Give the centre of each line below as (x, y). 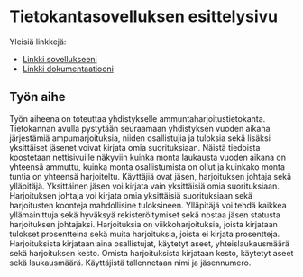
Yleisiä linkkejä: (38, 42)
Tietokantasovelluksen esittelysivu (144, 17)
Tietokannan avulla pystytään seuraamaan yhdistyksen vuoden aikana (140, 128)
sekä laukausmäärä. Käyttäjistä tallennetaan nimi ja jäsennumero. (130, 263)
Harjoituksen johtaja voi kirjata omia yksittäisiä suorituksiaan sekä (131, 195)
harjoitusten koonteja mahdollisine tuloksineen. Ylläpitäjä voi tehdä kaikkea (148, 205)
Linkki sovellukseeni (60, 59)
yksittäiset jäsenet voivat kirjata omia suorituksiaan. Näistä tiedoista (135, 147)
